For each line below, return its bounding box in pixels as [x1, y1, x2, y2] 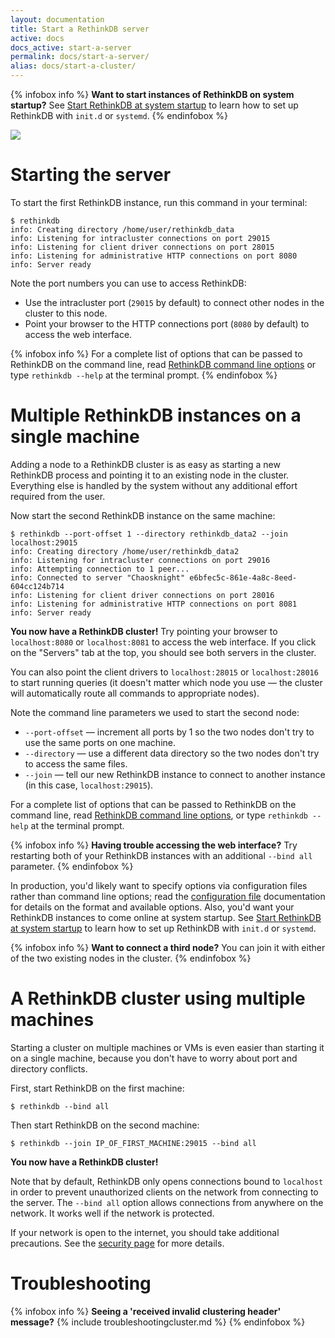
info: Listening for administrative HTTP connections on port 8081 [10, 599, 298, 609]
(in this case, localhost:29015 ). [24, 779, 154, 791]
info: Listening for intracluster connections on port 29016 [10, 555, 271, 565]
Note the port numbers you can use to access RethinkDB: [10, 277, 247, 289]
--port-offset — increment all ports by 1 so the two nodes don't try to [24, 726, 315, 738]
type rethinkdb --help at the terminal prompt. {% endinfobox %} [10, 369, 278, 381]
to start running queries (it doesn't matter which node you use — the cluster [10, 676, 323, 688]
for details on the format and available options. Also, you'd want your [10, 901, 295, 913]
